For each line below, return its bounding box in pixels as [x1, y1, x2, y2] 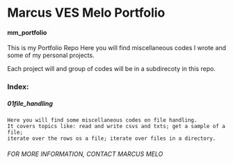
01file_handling [7, 99, 54, 107]
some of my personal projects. [7, 51, 95, 60]
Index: [7, 82, 29, 92]
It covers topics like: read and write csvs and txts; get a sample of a [7, 123, 226, 130]
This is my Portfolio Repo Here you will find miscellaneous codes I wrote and [7, 44, 227, 52]
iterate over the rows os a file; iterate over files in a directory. [7, 135, 216, 142]
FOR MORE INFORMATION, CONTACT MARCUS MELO [7, 150, 163, 158]
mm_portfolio [7, 28, 47, 36]
